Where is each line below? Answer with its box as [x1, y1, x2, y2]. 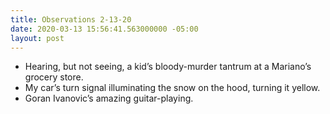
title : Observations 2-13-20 [10, 14, 132, 25]
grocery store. [24, 71, 84, 83]
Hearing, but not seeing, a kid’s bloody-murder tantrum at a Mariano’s [24, 61, 312, 73]
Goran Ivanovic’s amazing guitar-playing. [24, 92, 194, 105]
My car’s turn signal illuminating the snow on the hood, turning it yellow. [24, 82, 321, 94]
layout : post [10, 33, 65, 43]
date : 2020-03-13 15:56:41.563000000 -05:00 [10, 24, 199, 34]
